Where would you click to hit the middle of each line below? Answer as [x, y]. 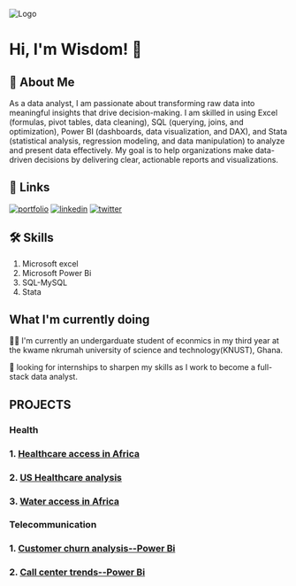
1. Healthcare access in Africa [74, 453]
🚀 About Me [42, 82]
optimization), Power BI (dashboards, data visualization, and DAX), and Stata [148, 131]
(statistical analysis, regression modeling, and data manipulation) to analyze [147, 141]
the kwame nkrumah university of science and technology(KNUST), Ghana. [146, 351]
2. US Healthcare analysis [65, 477]
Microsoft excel [50, 263]
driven [21, 160]
